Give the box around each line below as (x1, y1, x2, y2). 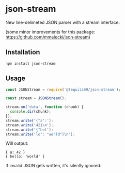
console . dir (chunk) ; (10, 109, 51, 114)
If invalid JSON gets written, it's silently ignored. (5, 163, 102, 169)
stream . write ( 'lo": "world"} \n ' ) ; (5, 132, 76, 137)
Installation (5, 48, 40, 56)
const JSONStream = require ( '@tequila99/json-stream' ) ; (5, 87, 121, 92)
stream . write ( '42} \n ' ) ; (5, 122, 54, 127)
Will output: (5, 140, 29, 146)
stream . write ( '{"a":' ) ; (5, 118, 54, 123)
